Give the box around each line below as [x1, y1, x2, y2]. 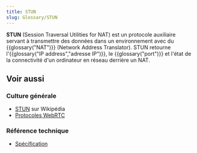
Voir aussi [6, 73, 44, 84]
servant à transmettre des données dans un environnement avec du [6, 37, 174, 44]
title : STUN [6, 8, 36, 15]
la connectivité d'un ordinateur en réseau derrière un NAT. [6, 56, 150, 64]
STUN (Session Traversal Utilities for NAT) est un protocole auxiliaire [6, 31, 176, 38]
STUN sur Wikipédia [14, 106, 65, 113]
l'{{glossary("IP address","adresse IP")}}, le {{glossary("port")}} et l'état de [6, 50, 192, 57]
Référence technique [6, 127, 69, 135]
